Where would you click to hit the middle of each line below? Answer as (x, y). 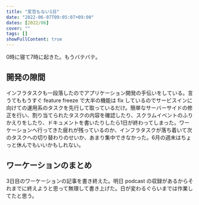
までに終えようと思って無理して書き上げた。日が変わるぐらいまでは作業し (102, 188)
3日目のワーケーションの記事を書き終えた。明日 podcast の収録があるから (97, 181)
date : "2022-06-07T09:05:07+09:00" (50, 17)
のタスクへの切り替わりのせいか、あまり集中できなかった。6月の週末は (94, 137)
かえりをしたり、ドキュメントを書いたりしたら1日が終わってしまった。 (93, 122)
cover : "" (18, 28)
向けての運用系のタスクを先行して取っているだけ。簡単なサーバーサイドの (97, 108)
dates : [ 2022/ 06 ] (28, 23)
